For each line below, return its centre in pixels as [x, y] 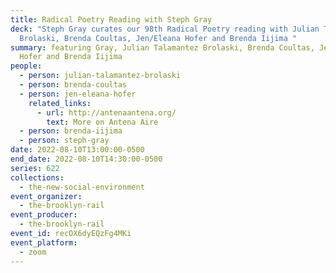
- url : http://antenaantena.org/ [106, 112]
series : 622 [35, 168]
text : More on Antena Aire [102, 122]
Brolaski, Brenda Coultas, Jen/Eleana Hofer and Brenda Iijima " [158, 38]
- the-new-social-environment [82, 187]
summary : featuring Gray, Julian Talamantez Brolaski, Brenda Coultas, [162, 47]
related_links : [60, 103]
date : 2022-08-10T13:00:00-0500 [77, 150]
